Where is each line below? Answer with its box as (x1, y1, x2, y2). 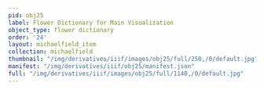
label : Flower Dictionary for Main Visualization (8, 19, 174, 27)
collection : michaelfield (8, 48, 93, 56)
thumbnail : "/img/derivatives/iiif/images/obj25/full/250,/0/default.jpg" (8, 56, 258, 63)
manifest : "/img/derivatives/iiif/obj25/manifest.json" (8, 63, 195, 70)
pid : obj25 (8, 11, 44, 20)
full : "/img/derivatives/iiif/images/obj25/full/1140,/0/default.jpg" (8, 70, 244, 77)
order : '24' (8, 33, 47, 41)
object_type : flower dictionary (8, 26, 114, 34)
